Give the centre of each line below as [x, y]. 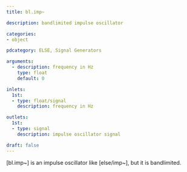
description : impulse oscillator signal [69, 134]
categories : [21, 34]
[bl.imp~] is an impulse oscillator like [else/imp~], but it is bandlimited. [94, 162]
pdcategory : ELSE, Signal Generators [54, 50]
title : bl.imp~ [25, 12]
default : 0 [31, 78]
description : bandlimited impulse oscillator [65, 23]
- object [17, 40]
